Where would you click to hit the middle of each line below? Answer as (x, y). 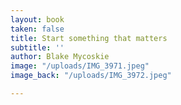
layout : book (37, 19)
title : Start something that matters (89, 38)
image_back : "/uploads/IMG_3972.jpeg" (91, 76)
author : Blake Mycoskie (60, 57)
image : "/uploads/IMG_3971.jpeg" (80, 66)
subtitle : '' (37, 47)
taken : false (37, 29)
